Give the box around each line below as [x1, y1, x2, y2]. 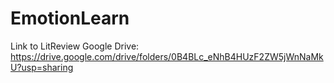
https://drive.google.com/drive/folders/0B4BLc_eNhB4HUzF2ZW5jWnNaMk [10, 50, 324, 62]
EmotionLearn [10, 7, 130, 30]
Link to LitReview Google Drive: [10, 40, 140, 52]
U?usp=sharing [10, 61, 74, 73]
